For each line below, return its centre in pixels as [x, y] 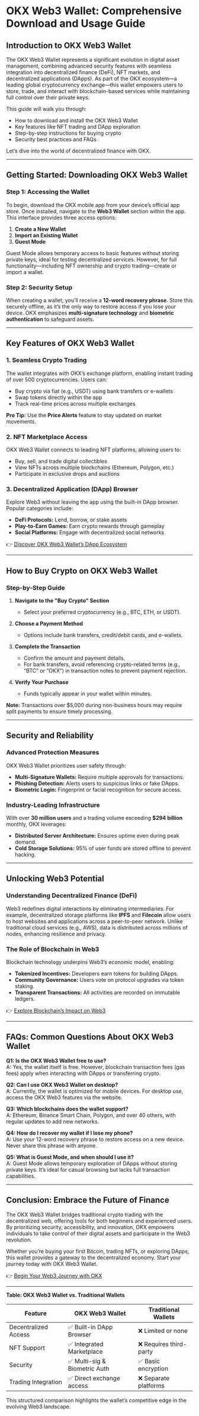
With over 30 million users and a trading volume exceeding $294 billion [94, 817]
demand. [25, 842]
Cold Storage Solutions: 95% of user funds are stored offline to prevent [103, 848]
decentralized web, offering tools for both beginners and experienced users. [99, 1221]
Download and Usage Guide [76, 23]
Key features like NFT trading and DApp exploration [77, 127]
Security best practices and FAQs [55, 139]
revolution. [19, 1240]
